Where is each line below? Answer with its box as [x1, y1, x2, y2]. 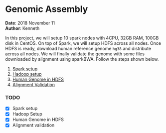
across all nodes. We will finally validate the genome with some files [5, 51, 145, 57]
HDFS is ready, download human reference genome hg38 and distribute [5, 45, 152, 51]
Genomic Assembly [5, 3, 88, 15]
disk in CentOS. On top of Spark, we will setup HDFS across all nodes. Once [5, 40, 161, 46]
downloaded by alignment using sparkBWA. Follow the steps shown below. [5, 56, 159, 62]
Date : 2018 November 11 [5, 20, 55, 26]
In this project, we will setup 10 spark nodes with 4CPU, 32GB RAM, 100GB [5, 35, 159, 41]
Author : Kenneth [5, 25, 40, 31]
